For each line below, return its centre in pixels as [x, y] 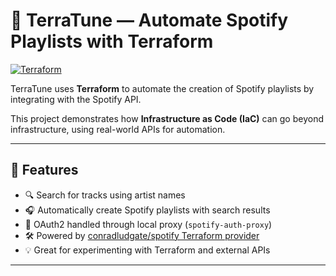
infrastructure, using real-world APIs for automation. [118, 129]
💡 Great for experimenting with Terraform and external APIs [147, 250]
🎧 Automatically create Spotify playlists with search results [147, 210]
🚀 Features [44, 170]
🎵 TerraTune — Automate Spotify [149, 20]
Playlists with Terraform [112, 41]
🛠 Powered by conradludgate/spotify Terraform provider [142, 235]
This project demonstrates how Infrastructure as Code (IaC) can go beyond [167, 118]
